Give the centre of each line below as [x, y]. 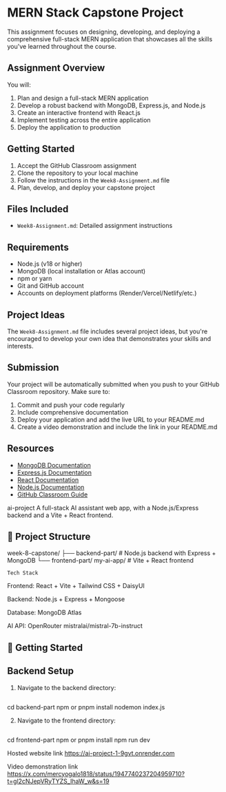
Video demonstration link [43, 767]
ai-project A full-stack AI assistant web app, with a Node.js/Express [103, 508]
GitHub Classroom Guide [52, 494]
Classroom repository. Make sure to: [59, 391]
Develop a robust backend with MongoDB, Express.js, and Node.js [111, 105]
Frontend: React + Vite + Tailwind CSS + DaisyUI [76, 586]
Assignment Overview [56, 68]
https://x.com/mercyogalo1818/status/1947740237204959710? [96, 773]
